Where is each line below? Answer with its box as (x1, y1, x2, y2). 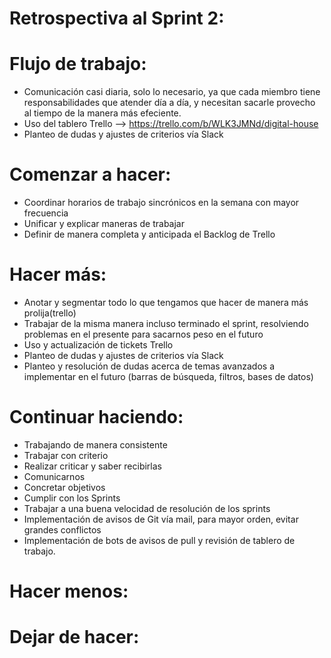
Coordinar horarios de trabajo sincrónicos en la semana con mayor (23, 197, 300, 209)
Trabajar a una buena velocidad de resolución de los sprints (23, 502, 271, 514)
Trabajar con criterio (23, 449, 109, 461)
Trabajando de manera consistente (23, 438, 168, 451)
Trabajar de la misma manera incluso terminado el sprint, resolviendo (23, 318, 309, 329)
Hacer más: (9, 263, 107, 286)
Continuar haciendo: (9, 406, 184, 429)
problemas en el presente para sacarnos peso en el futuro (23, 328, 264, 340)
